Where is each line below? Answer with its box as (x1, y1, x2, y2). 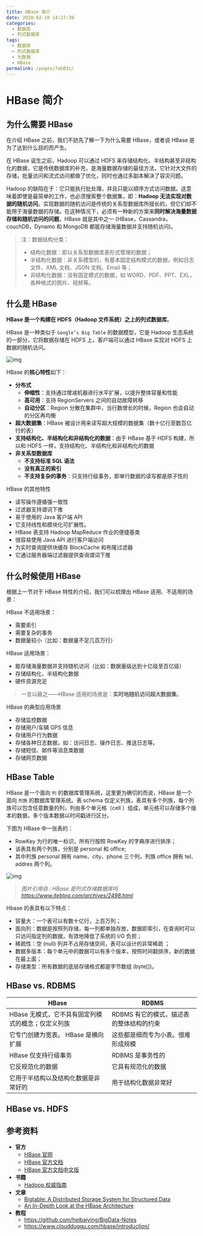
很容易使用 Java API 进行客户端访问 (14, 536, 104, 544)
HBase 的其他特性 (6, 485, 51, 493)
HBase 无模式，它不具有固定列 (9, 1010, 97, 1018)
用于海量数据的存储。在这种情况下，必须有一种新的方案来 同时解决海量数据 (11, 208, 197, 215)
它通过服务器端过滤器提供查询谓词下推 (14, 552, 111, 559)
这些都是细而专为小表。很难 (111, 1030, 191, 1039)
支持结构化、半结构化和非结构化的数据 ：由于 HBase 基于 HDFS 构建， (14, 434, 190, 442)
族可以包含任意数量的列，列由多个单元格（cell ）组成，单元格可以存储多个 (6, 804, 192, 811)
